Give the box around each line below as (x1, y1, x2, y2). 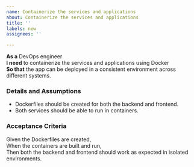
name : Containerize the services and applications (6, 8, 136, 15)
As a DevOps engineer (6, 53, 63, 60)
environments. (6, 154, 42, 162)
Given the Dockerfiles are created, (6, 136, 92, 143)
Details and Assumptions (6, 87, 81, 96)
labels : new (6, 25, 36, 32)
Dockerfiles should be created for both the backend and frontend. (14, 100, 179, 108)
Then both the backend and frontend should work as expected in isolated (6, 148, 189, 156)
